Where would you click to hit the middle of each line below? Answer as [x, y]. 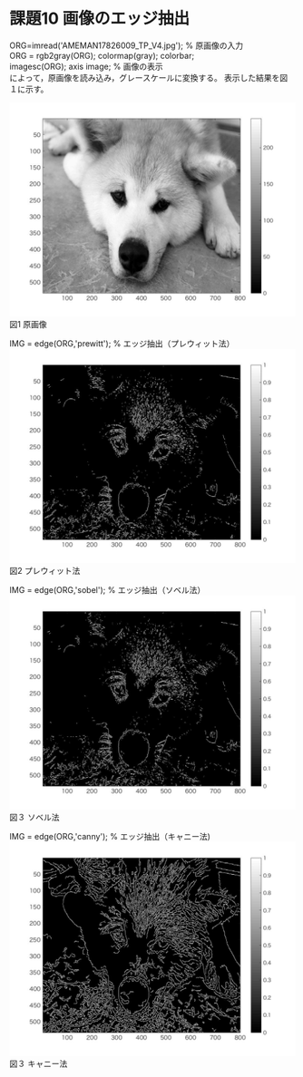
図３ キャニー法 [39, 1063]
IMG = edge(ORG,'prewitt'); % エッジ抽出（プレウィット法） [122, 343]
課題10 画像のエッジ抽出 [100, 19]
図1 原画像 [28, 324]
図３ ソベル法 [34, 817]
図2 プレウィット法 [45, 570]
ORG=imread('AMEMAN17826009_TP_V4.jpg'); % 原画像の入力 [126, 45]
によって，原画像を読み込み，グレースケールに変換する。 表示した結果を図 [149, 77]
